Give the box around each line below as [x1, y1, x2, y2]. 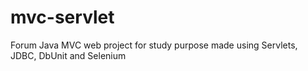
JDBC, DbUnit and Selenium [10, 49, 127, 61]
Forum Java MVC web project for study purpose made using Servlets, [10, 39, 298, 51]
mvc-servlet [10, 6, 115, 29]
